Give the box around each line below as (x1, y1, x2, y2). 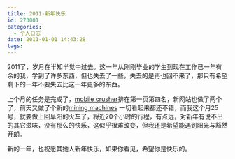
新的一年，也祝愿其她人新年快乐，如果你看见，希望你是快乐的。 (7, 144, 191, 153)
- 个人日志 (13, 29, 41, 37)
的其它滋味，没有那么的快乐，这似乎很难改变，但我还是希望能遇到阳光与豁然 (7, 121, 228, 129)
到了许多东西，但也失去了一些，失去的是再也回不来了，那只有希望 (37, 71, 228, 79)
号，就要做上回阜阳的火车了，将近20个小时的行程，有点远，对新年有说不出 (7, 112, 224, 121)
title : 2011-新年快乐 (7, 10, 66, 17)
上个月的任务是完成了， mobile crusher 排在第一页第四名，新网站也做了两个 (7, 95, 222, 103)
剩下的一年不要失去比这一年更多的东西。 (7, 80, 124, 88)
